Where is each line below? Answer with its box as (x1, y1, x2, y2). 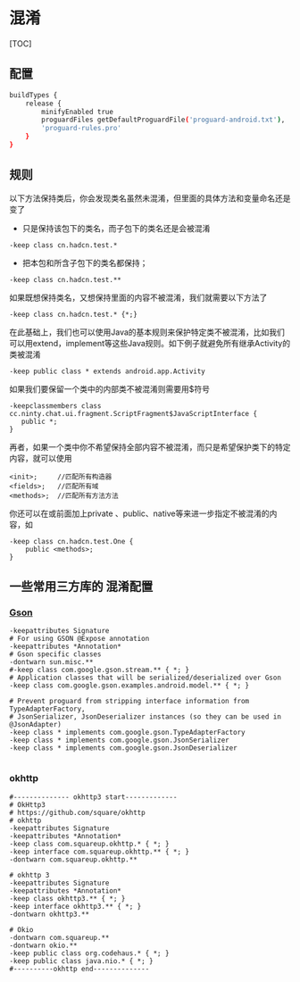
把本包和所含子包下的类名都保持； (21, 257, 148, 268)
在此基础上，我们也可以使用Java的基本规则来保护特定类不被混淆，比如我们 (9, 327, 286, 337)
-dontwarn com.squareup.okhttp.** (9, 854, 138, 864)
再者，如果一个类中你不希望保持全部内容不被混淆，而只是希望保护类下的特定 (9, 441, 291, 452)
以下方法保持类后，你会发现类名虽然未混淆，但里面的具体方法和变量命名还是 (9, 193, 291, 204)
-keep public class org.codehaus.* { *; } (9, 948, 170, 958)
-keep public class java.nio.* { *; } (9, 956, 154, 965)
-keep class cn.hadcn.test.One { (9, 537, 134, 545)
